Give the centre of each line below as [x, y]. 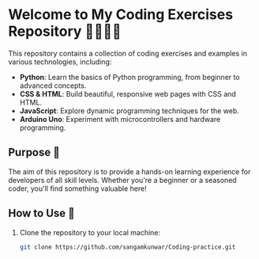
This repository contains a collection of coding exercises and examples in [128, 53]
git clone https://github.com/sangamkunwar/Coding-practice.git [128, 247]
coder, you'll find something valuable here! [78, 189]
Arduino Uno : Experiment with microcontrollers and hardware [120, 119]
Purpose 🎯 [34, 152]
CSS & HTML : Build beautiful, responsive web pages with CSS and [128, 93]
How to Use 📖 [41, 213]
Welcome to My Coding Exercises [121, 15]
